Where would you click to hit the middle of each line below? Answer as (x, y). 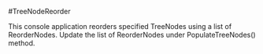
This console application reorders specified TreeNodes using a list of (120, 26)
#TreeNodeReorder (39, 11)
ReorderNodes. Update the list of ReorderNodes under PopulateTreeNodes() (132, 35)
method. (22, 43)
